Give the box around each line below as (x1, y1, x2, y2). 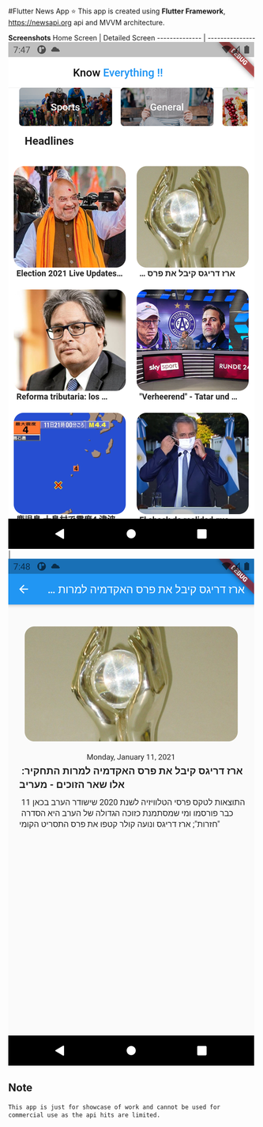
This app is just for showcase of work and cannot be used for (8, 1103, 221, 1111)
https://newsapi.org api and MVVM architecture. (8, 18, 165, 27)
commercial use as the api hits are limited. (8, 1111, 160, 1119)
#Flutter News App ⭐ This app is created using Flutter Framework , (8, 6, 226, 16)
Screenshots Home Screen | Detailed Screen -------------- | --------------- (8, 33, 256, 42)
